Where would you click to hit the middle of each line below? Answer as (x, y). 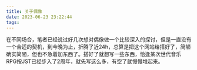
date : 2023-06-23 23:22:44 (39, 17)
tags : (13, 22)
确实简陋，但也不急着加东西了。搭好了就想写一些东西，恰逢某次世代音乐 (94, 54)
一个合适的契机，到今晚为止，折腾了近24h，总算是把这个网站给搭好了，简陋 (98, 47)
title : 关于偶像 (24, 11)
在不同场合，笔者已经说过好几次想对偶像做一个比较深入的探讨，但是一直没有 (99, 40)
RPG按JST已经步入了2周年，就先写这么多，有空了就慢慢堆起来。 (85, 61)
